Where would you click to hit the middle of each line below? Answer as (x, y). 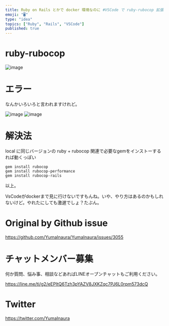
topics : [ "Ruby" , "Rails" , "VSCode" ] (45, 24)
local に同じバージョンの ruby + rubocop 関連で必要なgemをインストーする (83, 151)
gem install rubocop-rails (33, 176)
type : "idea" (19, 19)
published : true (22, 29)
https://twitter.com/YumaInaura (38, 318)
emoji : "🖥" (17, 15)
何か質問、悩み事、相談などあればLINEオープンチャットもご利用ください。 (82, 274)
